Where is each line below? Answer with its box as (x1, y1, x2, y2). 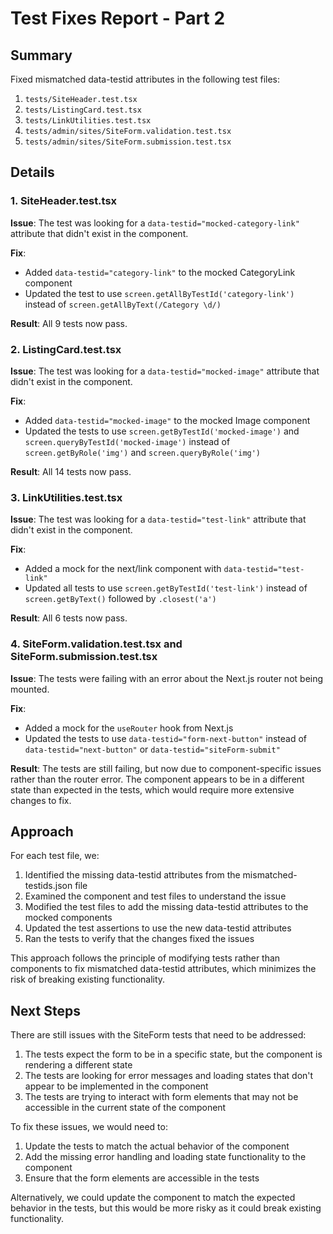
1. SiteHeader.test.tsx (10, 194, 118, 208)
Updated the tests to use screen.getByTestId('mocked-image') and (24, 425, 300, 437)
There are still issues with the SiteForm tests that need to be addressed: (10, 1029, 307, 1041)
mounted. (10, 683, 50, 695)
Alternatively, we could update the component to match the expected (10, 1192, 296, 1204)
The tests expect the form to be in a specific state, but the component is (24, 1048, 323, 1061)
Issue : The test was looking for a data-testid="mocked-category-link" (10, 217, 300, 229)
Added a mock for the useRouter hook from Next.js (24, 722, 234, 734)
